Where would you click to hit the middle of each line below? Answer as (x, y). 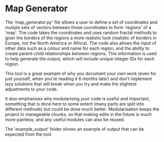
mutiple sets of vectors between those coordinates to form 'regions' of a (78, 27)
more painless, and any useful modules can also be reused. (65, 119)
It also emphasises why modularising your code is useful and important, (78, 98)
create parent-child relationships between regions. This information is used (81, 53)
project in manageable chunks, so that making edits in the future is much (79, 114)
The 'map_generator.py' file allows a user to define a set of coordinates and (81, 22)
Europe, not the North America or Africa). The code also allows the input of (81, 43)
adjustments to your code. (31, 89)
